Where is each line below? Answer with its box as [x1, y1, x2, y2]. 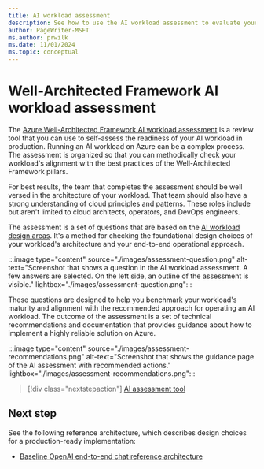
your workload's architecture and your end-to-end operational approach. [8, 239, 244, 248]
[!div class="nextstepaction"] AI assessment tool [27, 384, 186, 393]
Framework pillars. [8, 166, 68, 176]
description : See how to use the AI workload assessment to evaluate [8, 19, 241, 27]
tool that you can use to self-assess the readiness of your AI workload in [8, 133, 243, 143]
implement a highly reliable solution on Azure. [8, 328, 156, 337]
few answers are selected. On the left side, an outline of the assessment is [8, 271, 249, 281]
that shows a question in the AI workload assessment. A [66, 262, 248, 272]
